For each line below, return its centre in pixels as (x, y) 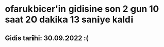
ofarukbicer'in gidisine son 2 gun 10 (82, 9)
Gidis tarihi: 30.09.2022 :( (47, 38)
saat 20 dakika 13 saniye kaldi (69, 20)
